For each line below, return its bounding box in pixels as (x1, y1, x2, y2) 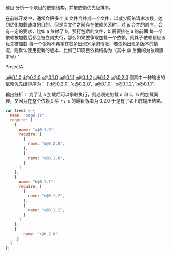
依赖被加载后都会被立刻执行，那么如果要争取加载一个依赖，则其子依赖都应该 (5, 35, 166, 40)
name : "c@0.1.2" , (27, 208, 65, 213)
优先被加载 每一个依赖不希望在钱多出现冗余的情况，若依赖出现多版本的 (5, 41, 154, 47)
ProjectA (5, 64, 24, 70)
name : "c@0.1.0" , (27, 155, 65, 161)
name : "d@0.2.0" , (27, 141, 65, 146)
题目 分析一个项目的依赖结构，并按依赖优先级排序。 (5, 5, 113, 10)
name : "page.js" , (10, 113, 47, 118)
